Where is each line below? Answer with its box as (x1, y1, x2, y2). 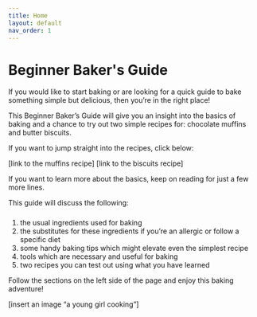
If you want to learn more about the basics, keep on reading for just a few (8, 174, 249, 184)
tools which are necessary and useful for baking (19, 252, 178, 261)
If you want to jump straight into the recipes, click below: (8, 143, 194, 153)
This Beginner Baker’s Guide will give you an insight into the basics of (8, 111, 236, 120)
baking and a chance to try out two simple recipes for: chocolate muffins (8, 119, 247, 129)
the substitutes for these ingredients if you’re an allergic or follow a (19, 226, 239, 236)
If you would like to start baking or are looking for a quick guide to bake (8, 87, 242, 96)
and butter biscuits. (8, 128, 72, 138)
